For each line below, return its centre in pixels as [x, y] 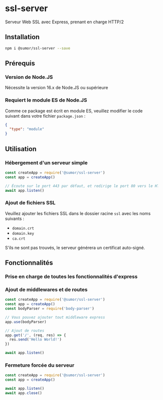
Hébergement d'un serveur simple [47, 163]
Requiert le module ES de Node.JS [46, 100]
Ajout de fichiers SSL [30, 203]
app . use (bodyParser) [26, 322]
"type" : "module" [27, 129]
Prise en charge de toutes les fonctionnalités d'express [71, 277]
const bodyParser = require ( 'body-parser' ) [50, 309]
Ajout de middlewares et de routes [46, 290]
